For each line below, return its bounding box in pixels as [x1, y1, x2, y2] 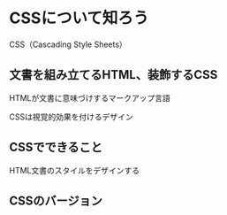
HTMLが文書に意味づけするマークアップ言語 [9, 92, 170, 103]
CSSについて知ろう [9, 8, 149, 28]
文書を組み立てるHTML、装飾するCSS [9, 67, 218, 82]
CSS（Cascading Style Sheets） [9, 39, 128, 50]
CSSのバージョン [9, 193, 103, 208]
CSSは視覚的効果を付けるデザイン [9, 111, 134, 122]
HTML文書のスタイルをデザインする [9, 165, 140, 175]
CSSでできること [9, 140, 103, 155]
